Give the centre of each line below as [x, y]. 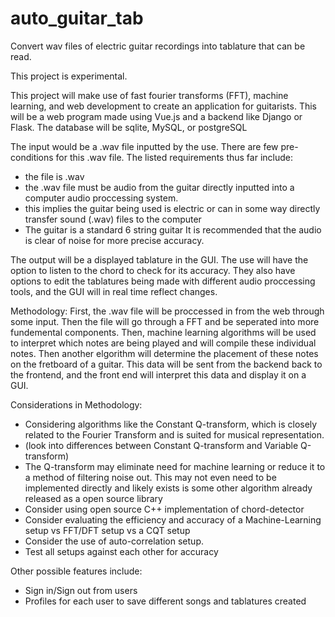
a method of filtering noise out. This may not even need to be [150, 477]
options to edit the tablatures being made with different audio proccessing [163, 281]
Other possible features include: [76, 571]
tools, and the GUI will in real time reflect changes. [114, 291]
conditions [32, 157]
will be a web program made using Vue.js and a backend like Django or [156, 116]
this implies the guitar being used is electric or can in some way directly [172, 208]
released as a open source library [93, 498]
